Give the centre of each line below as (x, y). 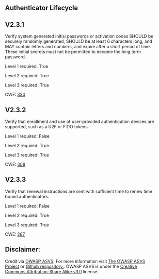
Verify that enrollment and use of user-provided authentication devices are (79, 122)
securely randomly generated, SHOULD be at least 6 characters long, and (79, 41)
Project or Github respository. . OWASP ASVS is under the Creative (71, 266)
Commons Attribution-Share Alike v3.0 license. (52, 271)
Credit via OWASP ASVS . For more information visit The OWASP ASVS (75, 261)
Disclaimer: (23, 250)
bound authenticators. (27, 196)
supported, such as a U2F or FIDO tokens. (47, 127)
